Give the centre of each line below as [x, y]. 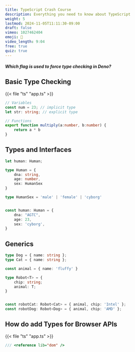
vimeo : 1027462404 [24, 32]
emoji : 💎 [14, 37]
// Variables [18, 103]
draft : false [18, 28]
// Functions [18, 121]
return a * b [27, 130]
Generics [19, 244]
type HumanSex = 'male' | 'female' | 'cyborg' [54, 197]
